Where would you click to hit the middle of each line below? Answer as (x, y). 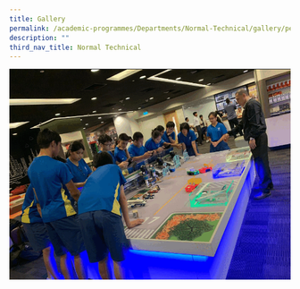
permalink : (29, 28)
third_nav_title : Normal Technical (75, 47)
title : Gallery (37, 19)
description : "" (39, 38)
